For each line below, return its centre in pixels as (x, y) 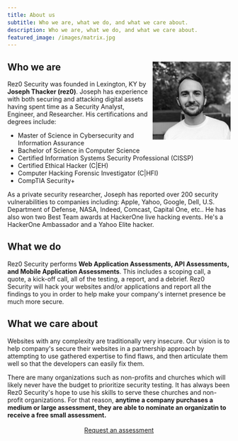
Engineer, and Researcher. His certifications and (78, 114)
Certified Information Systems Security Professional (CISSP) (106, 158)
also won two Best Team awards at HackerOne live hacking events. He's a (115, 217)
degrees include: (32, 122)
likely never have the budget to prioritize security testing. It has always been (119, 385)
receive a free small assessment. (57, 415)
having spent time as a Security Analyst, (66, 107)
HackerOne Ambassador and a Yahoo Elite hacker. (81, 225)
